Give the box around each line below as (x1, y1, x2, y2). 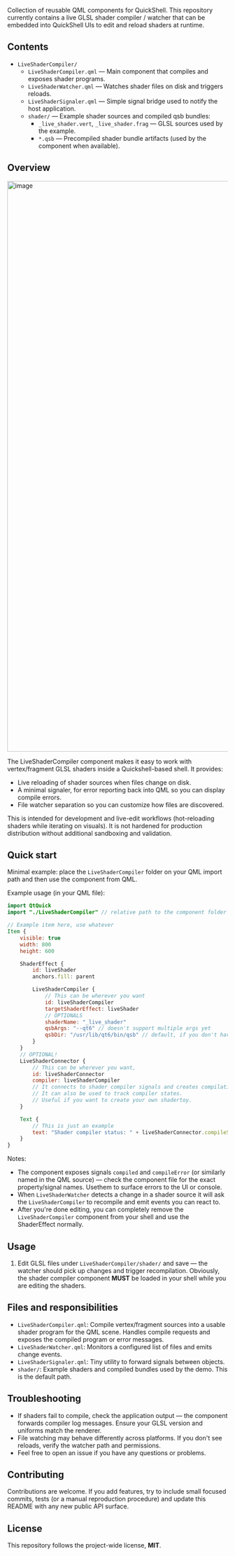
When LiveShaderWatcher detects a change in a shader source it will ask (17, 1190, 225, 1199)
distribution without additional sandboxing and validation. (7, 829, 173, 837)
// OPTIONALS (44, 1012, 83, 1019)
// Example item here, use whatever (7, 921, 114, 929)
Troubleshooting (7, 1393, 82, 1405)
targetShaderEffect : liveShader (44, 1005, 139, 1012)
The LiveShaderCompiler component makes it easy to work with (7, 757, 192, 766)
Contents (7, 41, 49, 53)
